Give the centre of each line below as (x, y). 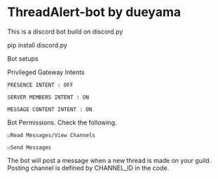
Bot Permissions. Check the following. (62, 122)
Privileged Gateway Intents (46, 72)
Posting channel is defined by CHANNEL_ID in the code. (88, 168)
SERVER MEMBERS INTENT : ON (48, 97)
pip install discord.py (38, 45)
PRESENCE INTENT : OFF (40, 85)
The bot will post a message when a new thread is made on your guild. (109, 160)
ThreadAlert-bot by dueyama (94, 12)
